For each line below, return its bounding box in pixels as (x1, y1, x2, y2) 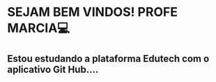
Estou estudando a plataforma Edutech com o (7, 53, 210, 65)
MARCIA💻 (7, 20, 70, 36)
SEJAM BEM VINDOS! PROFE (7, 4, 178, 20)
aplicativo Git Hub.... (7, 63, 99, 75)
